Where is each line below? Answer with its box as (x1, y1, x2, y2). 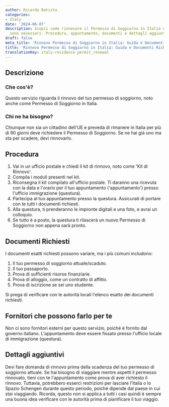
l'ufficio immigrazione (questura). (12, 190, 81, 196)
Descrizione (5, 68, 44, 77)
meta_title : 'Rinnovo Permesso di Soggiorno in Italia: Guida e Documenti (5, 40, 165, 46)
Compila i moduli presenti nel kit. (12, 174, 80, 180)
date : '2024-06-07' (5, 21, 46, 27)
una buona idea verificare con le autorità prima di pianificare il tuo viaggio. (5, 396, 159, 402)
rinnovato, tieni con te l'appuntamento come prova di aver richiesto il (5, 375, 148, 381)
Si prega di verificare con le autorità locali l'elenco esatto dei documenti (5, 292, 154, 298)
